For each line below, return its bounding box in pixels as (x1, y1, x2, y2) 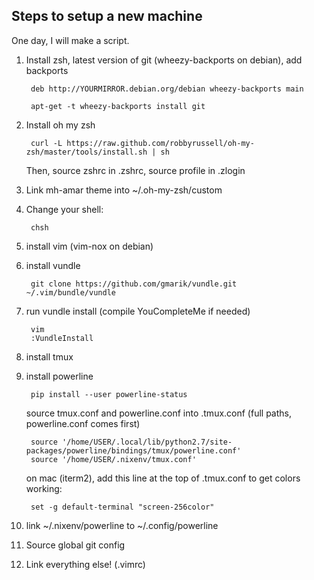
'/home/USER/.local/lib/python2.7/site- (62, 437, 233, 447)
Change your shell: (25, 203, 104, 215)
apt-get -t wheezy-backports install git (30, 101, 206, 111)
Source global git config (25, 539, 126, 551)
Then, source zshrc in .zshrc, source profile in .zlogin (25, 164, 246, 176)
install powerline (25, 370, 94, 382)
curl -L (30, 138, 63, 148)
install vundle (25, 259, 81, 271)
